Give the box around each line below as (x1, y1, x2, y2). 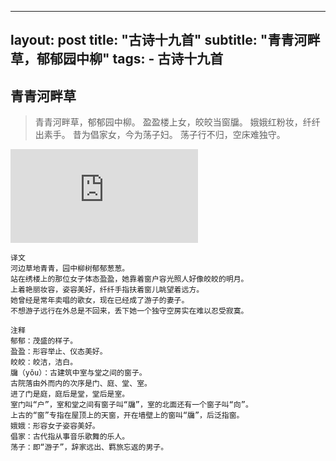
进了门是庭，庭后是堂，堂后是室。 (10, 389, 130, 400)
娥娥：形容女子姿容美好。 (10, 421, 100, 431)
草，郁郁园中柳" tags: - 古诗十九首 (10, 51, 224, 68)
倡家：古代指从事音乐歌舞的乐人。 (10, 432, 130, 442)
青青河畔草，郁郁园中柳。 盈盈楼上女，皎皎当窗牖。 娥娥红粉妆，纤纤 (34, 116, 321, 128)
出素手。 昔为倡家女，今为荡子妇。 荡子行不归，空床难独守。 (34, 129, 286, 141)
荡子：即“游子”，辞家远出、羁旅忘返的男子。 (10, 442, 169, 453)
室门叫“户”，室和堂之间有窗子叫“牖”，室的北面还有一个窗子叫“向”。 (10, 400, 253, 410)
